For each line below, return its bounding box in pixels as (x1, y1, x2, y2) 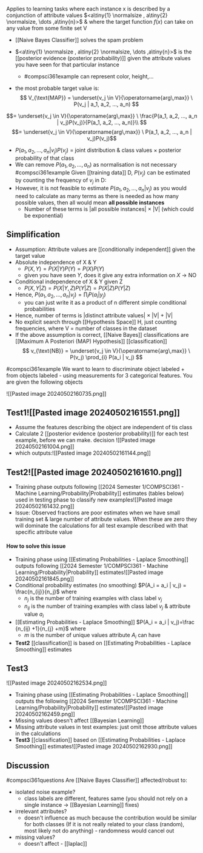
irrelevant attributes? (15, 808, 67, 815)
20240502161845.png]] (15, 575, 75, 582)
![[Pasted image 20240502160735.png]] (6, 390, 107, 397)
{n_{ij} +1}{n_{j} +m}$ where (15, 624, 86, 632)
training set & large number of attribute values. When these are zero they (15, 516, 198, 523)
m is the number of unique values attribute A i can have (24, 631, 161, 640)
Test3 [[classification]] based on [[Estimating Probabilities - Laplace (15, 736, 186, 744)
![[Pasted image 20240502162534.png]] (6, 679, 107, 686)
